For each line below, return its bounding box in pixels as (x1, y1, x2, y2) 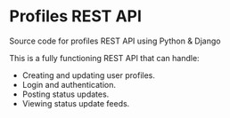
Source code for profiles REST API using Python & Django (9, 35, 221, 46)
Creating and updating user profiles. (21, 69, 156, 81)
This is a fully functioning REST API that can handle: (9, 52, 200, 63)
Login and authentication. (21, 79, 117, 90)
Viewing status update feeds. (21, 98, 130, 108)
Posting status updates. (21, 89, 110, 99)
